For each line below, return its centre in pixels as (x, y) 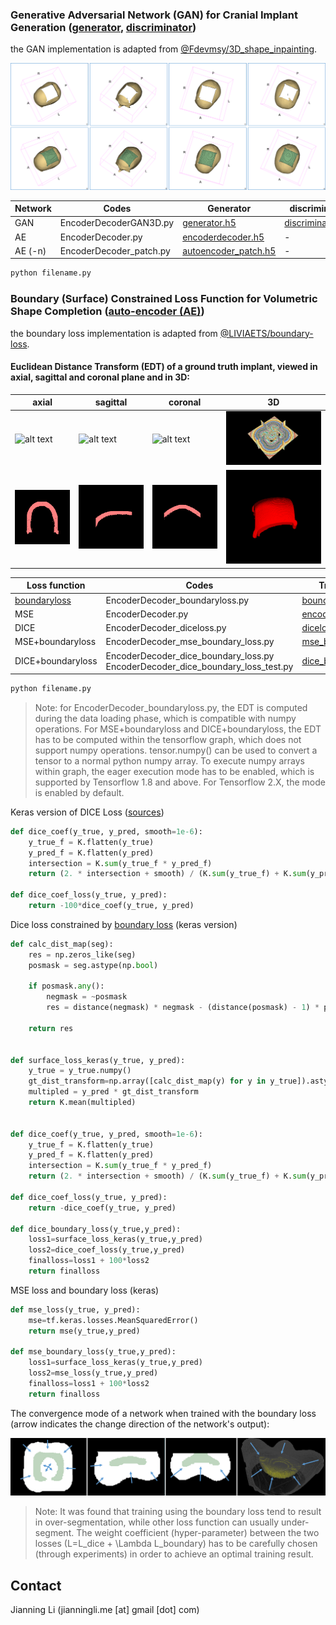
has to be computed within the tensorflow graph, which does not (168, 739)
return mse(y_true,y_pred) (84, 1331)
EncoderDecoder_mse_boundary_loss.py (190, 642)
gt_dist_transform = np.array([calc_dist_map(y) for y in (147, 1081)
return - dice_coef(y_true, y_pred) (102, 1208)
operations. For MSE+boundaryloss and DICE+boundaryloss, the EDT (178, 729)
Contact (36, 1585)
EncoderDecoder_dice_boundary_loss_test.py (199, 666)
